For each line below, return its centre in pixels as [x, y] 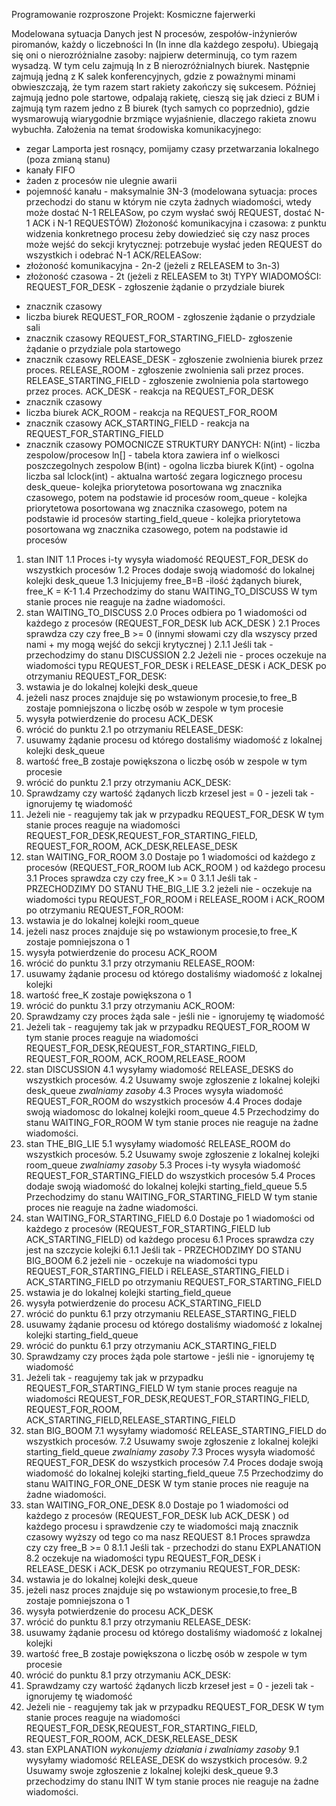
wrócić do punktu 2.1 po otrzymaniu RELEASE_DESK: [134, 729]
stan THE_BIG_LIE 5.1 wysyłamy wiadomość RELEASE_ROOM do [158, 1143]
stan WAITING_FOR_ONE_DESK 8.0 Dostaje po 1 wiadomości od [157, 1505]
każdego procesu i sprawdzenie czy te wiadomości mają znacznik [162, 1526]
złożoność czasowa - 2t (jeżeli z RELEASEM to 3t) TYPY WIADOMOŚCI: [173, 276]
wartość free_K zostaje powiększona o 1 [108, 995]
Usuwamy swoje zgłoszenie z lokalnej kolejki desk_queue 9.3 [152, 1770]
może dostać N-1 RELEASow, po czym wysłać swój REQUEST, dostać [169, 212]
